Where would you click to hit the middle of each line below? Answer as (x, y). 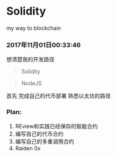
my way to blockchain (34, 28)
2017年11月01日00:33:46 (44, 45)
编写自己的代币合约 (39, 134)
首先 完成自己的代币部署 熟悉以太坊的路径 (58, 96)
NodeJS (31, 83)
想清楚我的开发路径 (30, 60)
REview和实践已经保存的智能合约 (56, 126)
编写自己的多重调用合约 (44, 141)
